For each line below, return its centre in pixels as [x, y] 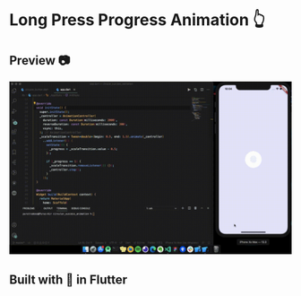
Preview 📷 [40, 61]
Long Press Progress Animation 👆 [138, 20]
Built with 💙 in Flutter [69, 279]
